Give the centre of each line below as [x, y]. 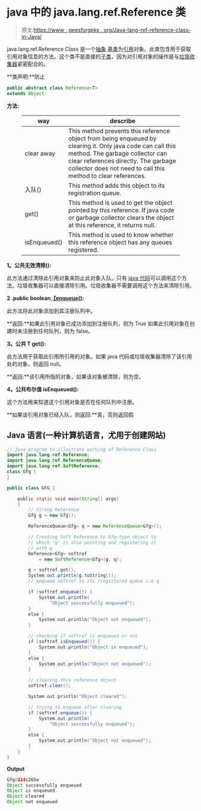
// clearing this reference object [72, 680]
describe [123, 121]
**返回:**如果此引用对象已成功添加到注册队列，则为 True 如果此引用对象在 [98, 323]
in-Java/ [32, 36]
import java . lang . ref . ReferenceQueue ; [55, 461]
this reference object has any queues [120, 242]
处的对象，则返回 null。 [35, 364]
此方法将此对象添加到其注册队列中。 [51, 311]
